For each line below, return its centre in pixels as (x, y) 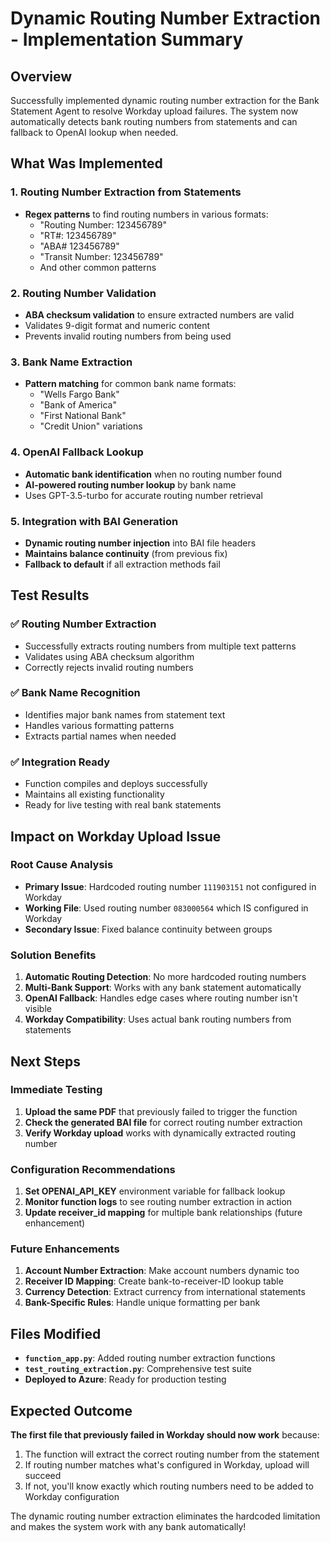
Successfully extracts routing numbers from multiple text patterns (160, 646)
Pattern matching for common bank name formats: (130, 384)
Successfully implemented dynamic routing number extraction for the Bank (165, 100)
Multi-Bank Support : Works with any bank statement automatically (163, 988)
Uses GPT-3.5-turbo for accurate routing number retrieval (143, 495)
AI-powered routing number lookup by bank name (130, 484)
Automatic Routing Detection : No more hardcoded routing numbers (165, 977)
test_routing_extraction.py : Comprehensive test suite (138, 1369)
